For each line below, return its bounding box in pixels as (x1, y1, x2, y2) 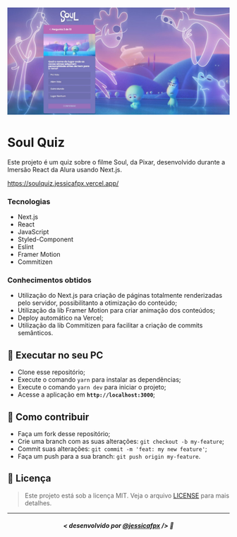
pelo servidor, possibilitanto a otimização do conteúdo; (17, 298, 178, 307)
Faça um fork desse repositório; (17, 429, 111, 438)
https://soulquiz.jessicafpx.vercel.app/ (7, 179, 119, 187)
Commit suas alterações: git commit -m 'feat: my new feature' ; (17, 445, 207, 453)
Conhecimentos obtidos (7, 275, 92, 285)
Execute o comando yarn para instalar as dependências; (17, 375, 181, 384)
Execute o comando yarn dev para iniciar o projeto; (17, 383, 166, 392)
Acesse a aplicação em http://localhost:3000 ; (17, 390, 155, 399)
